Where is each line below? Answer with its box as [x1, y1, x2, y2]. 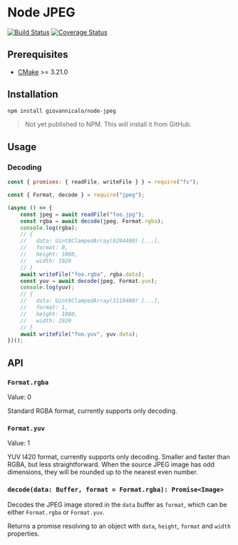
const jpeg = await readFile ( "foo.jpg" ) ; [20, 211, 145, 218]
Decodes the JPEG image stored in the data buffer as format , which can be [7, 500, 227, 509]
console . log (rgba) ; [20, 224, 78, 231]
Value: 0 [7, 392, 32, 401]
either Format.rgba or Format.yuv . [7, 508, 105, 516]
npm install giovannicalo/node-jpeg [7, 107, 116, 114]
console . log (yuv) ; [20, 284, 75, 291]
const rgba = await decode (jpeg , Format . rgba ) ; [20, 217, 164, 225]
